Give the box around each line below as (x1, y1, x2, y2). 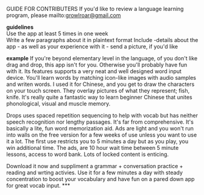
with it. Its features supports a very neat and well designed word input (6, 68, 181, 75)
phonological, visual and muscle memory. (6, 100, 111, 107)
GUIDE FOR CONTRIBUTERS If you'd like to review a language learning (6, 5, 184, 12)
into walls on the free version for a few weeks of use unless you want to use (6, 131, 197, 138)
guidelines (6, 24, 34, 30)
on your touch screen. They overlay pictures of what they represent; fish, (6, 87, 190, 94)
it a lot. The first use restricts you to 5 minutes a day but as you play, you (6, 138, 189, 145)
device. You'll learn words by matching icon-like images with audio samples (6, 74, 197, 81)
